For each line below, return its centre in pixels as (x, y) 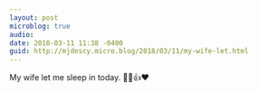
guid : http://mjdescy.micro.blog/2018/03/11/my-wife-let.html (129, 51)
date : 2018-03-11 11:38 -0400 (67, 43)
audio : (22, 34)
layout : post (34, 18)
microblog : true (40, 26)
